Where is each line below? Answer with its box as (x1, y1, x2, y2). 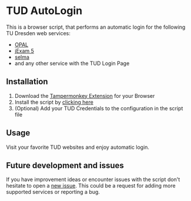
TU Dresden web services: (6, 29, 71, 36)
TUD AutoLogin (6, 4, 83, 18)
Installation (6, 77, 48, 87)
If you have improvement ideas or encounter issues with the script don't (6, 176, 180, 183)
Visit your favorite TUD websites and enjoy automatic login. (6, 144, 150, 151)
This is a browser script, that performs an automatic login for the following (6, 23, 186, 30)
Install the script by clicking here (14, 98, 94, 105)
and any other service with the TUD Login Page (14, 60, 130, 67)
